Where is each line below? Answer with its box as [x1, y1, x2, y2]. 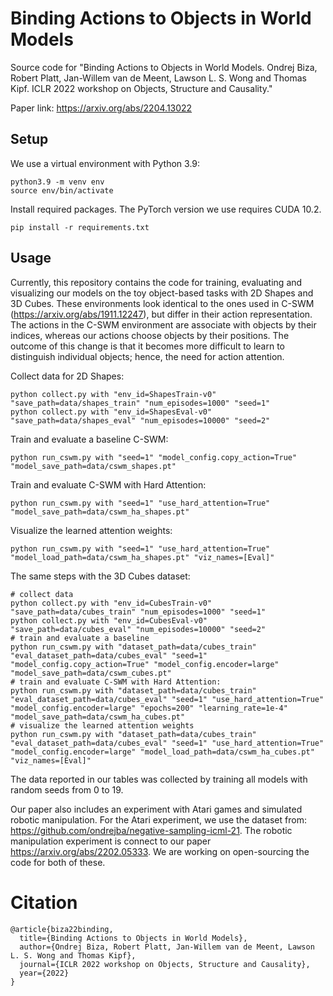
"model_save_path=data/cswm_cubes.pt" [10, 668, 172, 678]
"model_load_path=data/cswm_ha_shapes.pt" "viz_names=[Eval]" [10, 552, 275, 562]
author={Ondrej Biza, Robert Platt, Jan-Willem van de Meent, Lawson [19, 942, 315, 952]
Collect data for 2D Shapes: [10, 370, 125, 382]
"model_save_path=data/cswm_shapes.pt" [10, 461, 177, 471]
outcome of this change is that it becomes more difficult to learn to [10, 340, 286, 352]
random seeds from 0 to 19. [10, 783, 124, 796]
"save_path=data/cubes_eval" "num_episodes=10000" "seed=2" [10, 624, 267, 634]
